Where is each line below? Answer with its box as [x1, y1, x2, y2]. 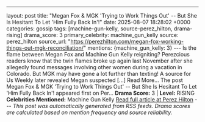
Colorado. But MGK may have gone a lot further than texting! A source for [6, 70, 192, 77]
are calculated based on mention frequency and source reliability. [6, 109, 173, 116]
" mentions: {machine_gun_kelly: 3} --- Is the [83, 44, 197, 52]
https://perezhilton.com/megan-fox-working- [70, 38, 184, 45]
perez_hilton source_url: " [6, 38, 71, 45]
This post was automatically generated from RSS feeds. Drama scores [12, 103, 190, 109]
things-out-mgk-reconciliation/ [6, 44, 84, 52]
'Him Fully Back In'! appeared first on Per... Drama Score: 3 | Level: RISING [6, 89, 195, 97]
